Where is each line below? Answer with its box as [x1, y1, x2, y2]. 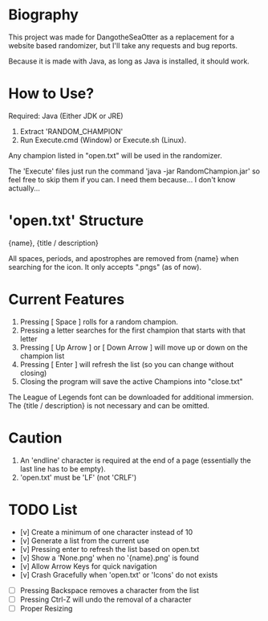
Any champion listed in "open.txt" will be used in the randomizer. [8, 150, 222, 160]
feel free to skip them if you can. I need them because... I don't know [8, 174, 236, 184]
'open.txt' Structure [8, 211, 144, 230]
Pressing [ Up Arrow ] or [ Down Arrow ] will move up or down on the [19, 342, 249, 352]
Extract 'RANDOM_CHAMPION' [19, 126, 124, 136]
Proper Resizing [19, 603, 73, 613]
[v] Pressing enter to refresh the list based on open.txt [19, 544, 200, 554]
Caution [8, 428, 63, 447]
